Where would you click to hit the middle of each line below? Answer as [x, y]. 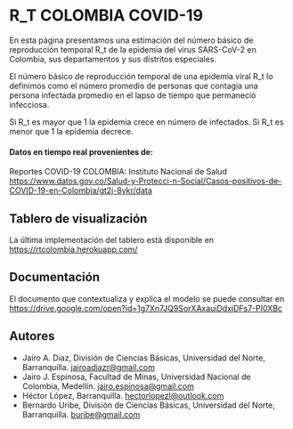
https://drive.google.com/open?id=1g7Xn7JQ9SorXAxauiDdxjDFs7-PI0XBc [146, 308]
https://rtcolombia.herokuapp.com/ [73, 249]
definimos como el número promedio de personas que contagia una [134, 85]
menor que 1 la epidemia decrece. [71, 131]
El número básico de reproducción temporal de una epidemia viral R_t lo [141, 76]
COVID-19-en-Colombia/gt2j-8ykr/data [81, 190]
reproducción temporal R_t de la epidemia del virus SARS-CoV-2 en [133, 49]
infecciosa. [29, 104]
